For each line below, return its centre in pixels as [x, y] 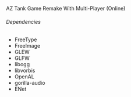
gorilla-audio [30, 83]
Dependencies [23, 21]
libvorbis [25, 71]
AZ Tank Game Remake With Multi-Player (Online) [66, 8]
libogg [22, 64]
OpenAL [24, 77]
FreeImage [27, 46]
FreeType [26, 39]
